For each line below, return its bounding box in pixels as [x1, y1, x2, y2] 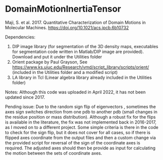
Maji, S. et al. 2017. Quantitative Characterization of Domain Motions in [5, 19, 146, 25]
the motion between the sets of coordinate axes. [5, 150, 102, 156]
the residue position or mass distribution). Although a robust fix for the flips [5, 114, 156, 120]
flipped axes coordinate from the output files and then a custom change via [5, 135, 156, 141]
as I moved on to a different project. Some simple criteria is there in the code [5, 124, 159, 130]
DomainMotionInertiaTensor [5, 3, 121, 15]
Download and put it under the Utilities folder [12, 53, 102, 59]
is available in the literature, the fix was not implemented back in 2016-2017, [5, 119, 157, 125]
